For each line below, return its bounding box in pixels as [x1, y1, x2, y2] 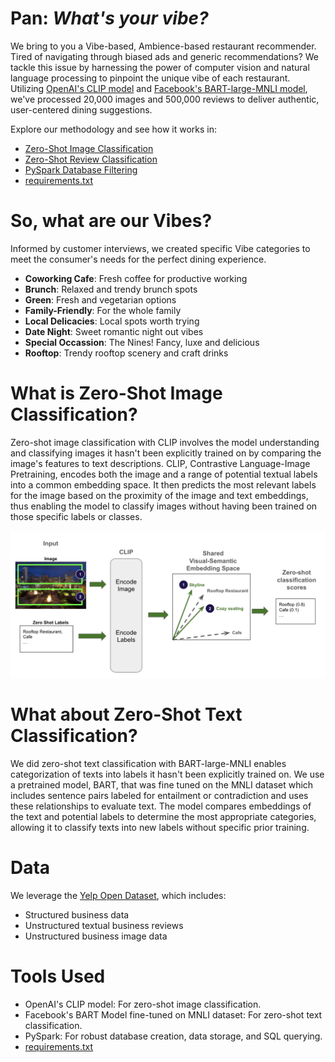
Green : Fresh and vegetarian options [24, 293, 177, 306]
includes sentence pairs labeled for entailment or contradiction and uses [10, 790, 309, 802]
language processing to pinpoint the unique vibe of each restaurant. [10, 72, 291, 84]
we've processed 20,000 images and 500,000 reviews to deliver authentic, [10, 93, 320, 105]
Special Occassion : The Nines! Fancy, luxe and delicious [24, 336, 260, 348]
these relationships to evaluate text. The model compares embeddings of [10, 800, 312, 812]
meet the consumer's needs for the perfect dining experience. [10, 253, 267, 265]
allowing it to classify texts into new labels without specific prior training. [10, 822, 310, 834]
